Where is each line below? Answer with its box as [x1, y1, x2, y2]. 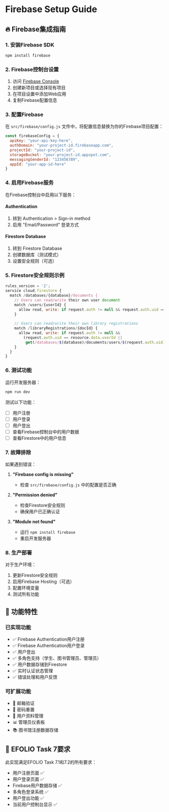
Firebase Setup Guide [5, 4, 97, 15]
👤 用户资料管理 [12, 713, 44, 719]
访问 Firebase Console [12, 78, 59, 84]
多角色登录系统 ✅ [12, 789, 49, 795]
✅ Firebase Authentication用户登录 [12, 643, 85, 649]
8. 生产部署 [5, 549, 32, 556]
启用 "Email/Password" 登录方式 [12, 221, 79, 227]
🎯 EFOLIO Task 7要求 [5, 745, 70, 753]
